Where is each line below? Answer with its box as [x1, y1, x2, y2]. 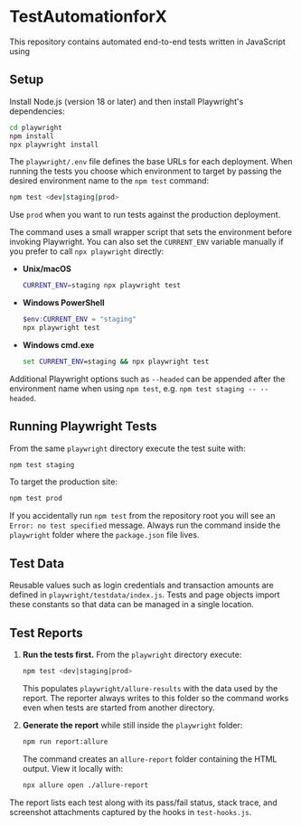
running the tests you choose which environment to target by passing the [9, 165, 282, 177]
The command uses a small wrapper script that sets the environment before [9, 227, 292, 238]
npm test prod [9, 494, 63, 503]
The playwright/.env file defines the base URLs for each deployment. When [9, 156, 293, 167]
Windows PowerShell [22, 297, 106, 308]
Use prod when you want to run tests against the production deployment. [9, 210, 281, 221]
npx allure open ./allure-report [22, 780, 149, 790]
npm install [9, 131, 54, 141]
